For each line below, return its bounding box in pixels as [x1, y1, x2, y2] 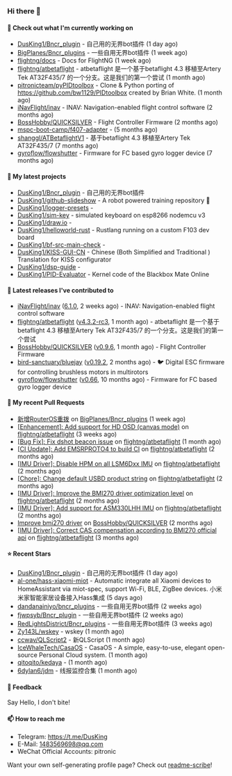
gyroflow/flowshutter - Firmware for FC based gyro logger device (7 [17, 149, 213, 157]
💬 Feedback [7, 683, 42, 691]
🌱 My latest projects [7, 172, 66, 180]
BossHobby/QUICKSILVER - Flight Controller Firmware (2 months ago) [17, 118, 219, 127]
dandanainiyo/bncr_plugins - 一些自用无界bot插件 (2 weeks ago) [17, 601, 202, 611]
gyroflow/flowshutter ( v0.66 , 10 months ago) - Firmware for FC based [17, 375, 217, 383]
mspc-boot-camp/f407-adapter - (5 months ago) [17, 125, 158, 134]
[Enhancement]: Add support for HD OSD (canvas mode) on [17, 422, 189, 430]
